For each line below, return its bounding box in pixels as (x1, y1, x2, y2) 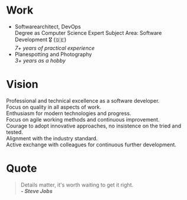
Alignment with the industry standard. (6, 135, 98, 142)
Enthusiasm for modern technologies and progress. (6, 110, 131, 117)
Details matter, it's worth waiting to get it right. (20, 181, 134, 188)
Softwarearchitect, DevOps (14, 23, 81, 30)
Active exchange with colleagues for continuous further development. (6, 141, 176, 148)
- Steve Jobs (20, 187, 53, 195)
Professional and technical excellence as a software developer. (6, 97, 160, 104)
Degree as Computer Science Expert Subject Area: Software (14, 29, 162, 36)
